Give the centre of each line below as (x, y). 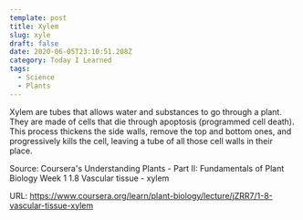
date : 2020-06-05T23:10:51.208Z (71, 52)
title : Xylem (34, 26)
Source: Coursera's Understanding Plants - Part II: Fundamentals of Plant (147, 168)
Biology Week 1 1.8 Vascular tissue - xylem (89, 178)
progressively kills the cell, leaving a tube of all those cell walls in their (141, 141)
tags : (20, 69)
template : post (38, 18)
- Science (36, 78)
